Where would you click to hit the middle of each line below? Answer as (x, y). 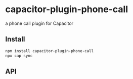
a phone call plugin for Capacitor (39, 23)
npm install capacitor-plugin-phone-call (50, 51)
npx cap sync (19, 56)
